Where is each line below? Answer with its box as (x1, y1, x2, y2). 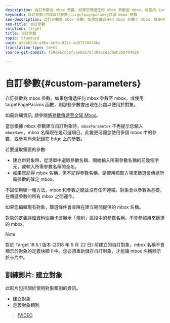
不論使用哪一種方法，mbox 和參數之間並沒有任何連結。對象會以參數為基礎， (5, 187, 164, 193)
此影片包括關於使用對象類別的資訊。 (5, 285, 81, 291)
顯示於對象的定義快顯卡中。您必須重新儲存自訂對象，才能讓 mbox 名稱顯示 (5, 248, 161, 254)
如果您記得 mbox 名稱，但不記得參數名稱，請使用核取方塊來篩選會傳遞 (12, 170, 160, 176)
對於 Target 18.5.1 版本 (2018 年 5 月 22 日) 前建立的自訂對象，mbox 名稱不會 (5, 241, 165, 248)
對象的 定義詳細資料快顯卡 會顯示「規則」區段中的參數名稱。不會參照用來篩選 (5, 215, 165, 221)
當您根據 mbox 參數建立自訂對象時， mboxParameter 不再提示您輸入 (5, 123, 143, 129)
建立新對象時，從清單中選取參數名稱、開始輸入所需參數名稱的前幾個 (12, 157, 155, 164)
